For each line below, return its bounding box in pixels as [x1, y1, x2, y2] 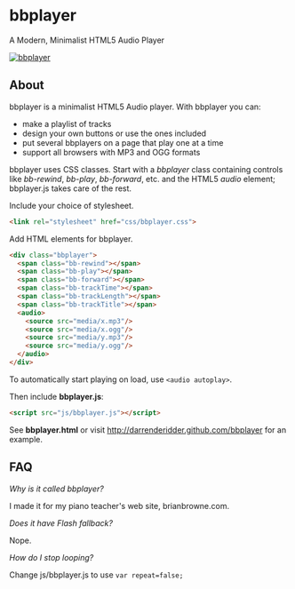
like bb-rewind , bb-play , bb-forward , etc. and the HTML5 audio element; [9, 173, 275, 184]
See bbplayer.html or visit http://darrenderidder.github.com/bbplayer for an [9, 424, 287, 435]
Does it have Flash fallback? [9, 517, 114, 529]
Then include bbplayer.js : [9, 391, 104, 402]
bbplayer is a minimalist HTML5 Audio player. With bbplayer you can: [9, 101, 261, 112]
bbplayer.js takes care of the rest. [9, 183, 132, 194]
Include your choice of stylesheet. [9, 200, 134, 211]
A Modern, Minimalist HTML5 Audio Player [9, 35, 165, 45]
